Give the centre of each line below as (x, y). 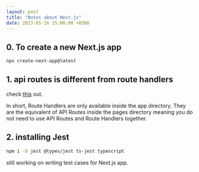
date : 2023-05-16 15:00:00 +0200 (48, 23)
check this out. (25, 94)
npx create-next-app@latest (41, 61)
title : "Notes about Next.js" (44, 17)
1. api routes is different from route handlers (90, 79)
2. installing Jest (38, 138)
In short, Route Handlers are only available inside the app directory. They (96, 105)
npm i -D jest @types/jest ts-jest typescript (65, 151)
